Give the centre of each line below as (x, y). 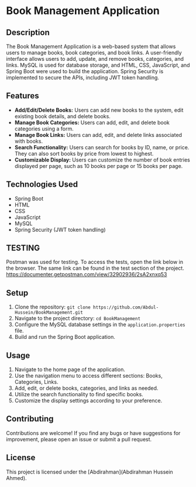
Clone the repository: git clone (52, 307)
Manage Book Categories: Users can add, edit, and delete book (92, 122)
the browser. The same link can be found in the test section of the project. (95, 268)
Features (23, 96)
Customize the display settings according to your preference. (88, 401)
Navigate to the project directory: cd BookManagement (78, 318)
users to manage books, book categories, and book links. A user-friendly (94, 53)
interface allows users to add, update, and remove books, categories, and (95, 59)
